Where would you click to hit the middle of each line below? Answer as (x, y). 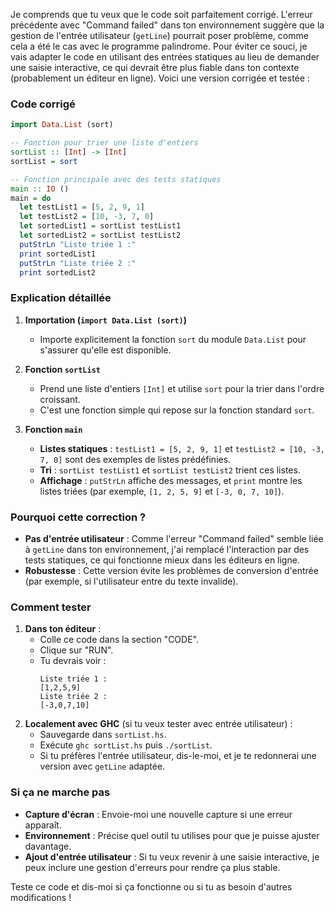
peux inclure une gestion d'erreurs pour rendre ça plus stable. (152, 867)
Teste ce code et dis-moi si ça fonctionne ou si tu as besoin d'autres (151, 886)
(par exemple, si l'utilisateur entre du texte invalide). (131, 581)
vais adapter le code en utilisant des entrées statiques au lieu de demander (165, 57)
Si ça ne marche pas (60, 792)
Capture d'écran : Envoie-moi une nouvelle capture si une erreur (158, 814)
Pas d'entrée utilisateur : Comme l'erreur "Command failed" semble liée (174, 539)
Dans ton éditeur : (63, 629)
